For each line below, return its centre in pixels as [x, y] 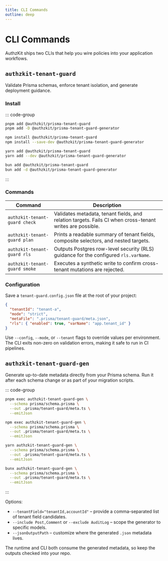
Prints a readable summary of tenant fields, [104, 234]
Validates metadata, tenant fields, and [98, 213]
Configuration [22, 284]
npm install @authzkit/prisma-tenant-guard [51, 138]
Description [107, 205]
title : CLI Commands [27, 10]
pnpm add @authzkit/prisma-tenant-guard [48, 124]
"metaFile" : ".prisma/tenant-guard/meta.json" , [60, 319]
